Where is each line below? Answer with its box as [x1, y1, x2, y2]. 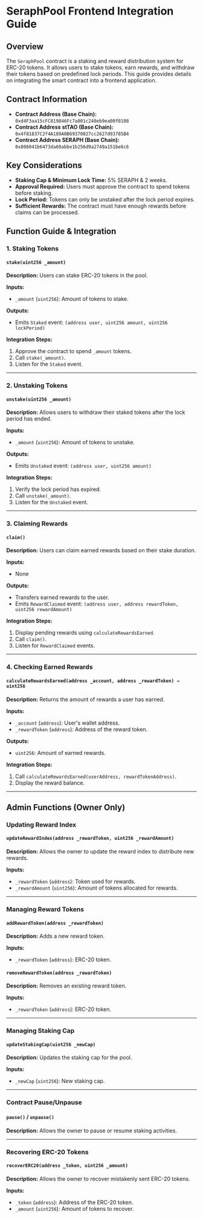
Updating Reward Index [6, 820, 77, 829]
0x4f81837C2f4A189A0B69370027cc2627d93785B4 [14, 130, 129, 137]
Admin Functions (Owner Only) [6, 802, 126, 813]
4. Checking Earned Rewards [6, 663, 93, 671]
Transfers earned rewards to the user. [14, 594, 110, 601]
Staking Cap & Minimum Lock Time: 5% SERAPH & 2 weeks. [14, 176, 167, 183]
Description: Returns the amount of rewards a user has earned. [6, 695, 165, 703]
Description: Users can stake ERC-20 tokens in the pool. [6, 272, 148, 279]
